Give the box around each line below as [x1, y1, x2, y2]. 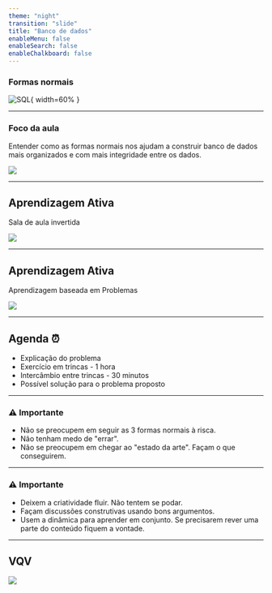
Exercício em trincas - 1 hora [19, 362, 116, 372]
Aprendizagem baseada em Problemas [8, 286, 138, 295]
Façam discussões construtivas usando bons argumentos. [19, 506, 215, 516]
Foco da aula [8, 122, 59, 134]
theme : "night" [8, 11, 60, 20]
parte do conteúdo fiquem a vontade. [19, 523, 145, 533]
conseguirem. [19, 451, 66, 461]
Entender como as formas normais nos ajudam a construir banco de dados [8, 141, 258, 151]
